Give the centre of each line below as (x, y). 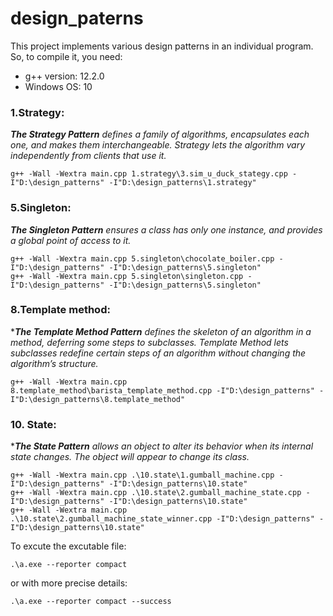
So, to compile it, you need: (66, 56)
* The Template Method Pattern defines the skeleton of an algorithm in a (161, 331)
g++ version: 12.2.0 (64, 76)
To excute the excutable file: (68, 546)
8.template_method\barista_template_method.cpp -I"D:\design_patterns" (162, 390)
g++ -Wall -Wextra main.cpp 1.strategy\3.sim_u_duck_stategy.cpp (149, 174)
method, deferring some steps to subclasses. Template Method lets (149, 342)
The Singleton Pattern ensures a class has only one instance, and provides (166, 229)
